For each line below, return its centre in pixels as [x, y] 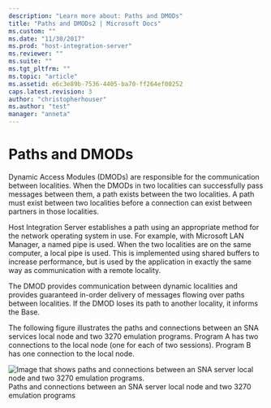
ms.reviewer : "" [36, 54]
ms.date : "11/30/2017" [47, 39]
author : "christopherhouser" [58, 99]
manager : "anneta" [39, 115]
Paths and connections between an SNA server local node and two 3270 [130, 386]
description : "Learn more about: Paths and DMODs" [96, 16]
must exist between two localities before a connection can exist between [130, 202]
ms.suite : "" [30, 62]
